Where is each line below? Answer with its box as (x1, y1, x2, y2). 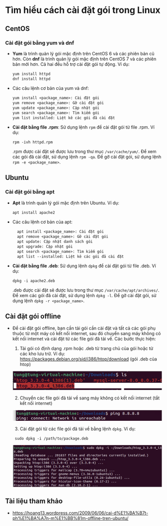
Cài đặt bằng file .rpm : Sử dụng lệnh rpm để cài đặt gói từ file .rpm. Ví (12, 124, 155, 130)
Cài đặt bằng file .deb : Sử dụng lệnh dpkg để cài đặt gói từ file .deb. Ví (12, 263, 157, 269)
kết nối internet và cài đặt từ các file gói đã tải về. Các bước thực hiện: (12, 336, 156, 342)
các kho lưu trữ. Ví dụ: (19, 351, 66, 357)
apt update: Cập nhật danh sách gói (17, 239, 93, 244)
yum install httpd (12, 71, 51, 76)
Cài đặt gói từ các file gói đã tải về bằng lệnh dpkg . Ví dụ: (19, 426, 136, 432)
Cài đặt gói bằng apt (5, 188, 55, 195)
